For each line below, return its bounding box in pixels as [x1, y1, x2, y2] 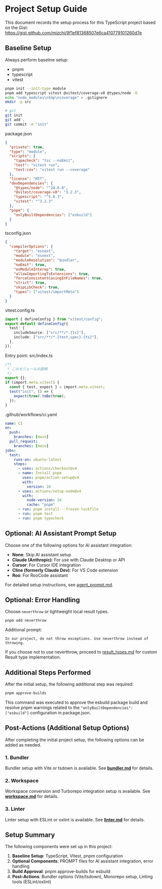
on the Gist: [5, 24, 28, 30]
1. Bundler [5, 754, 29, 761]
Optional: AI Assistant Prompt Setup [5, 529, 117, 538]
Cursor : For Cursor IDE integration [12, 562, 81, 568]
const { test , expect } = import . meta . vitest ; [9, 385, 105, 390]
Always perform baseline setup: [5, 57, 69, 63]
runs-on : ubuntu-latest [14, 457, 62, 462]
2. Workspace [5, 777, 39, 784]
